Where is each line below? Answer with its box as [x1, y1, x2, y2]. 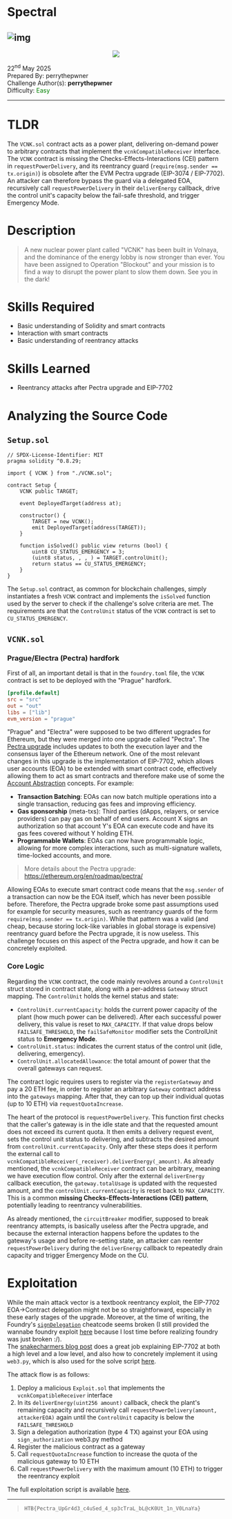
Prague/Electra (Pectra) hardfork [7, 653, 119, 663]
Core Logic [7, 961, 45, 971]
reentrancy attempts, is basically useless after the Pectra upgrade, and [7, 1221, 209, 1230]
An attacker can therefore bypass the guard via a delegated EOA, [7, 176, 193, 185]
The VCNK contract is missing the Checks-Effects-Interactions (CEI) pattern [7, 154, 219, 162]
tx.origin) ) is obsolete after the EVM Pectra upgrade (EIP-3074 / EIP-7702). [7, 169, 225, 177]
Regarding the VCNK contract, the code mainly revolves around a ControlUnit [7, 977, 224, 985]
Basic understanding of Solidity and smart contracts [17, 322, 166, 330]
